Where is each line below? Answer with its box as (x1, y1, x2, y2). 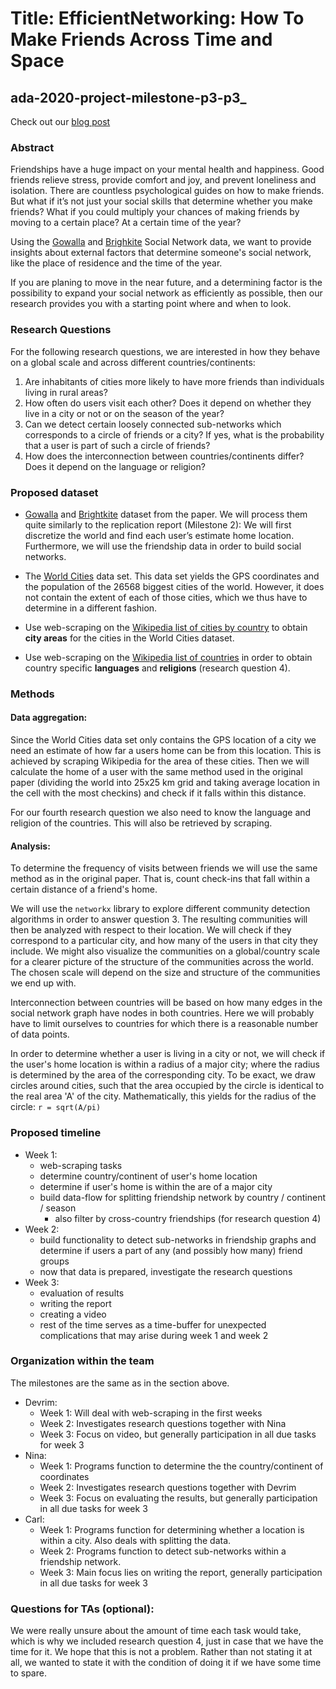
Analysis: (10, 840, 51, 852)
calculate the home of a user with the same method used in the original (10, 766, 303, 778)
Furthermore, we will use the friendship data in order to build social (24, 540, 302, 552)
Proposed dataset (10, 485, 99, 499)
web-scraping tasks (39, 1159, 123, 1171)
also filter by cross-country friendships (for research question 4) (54, 1212, 322, 1224)
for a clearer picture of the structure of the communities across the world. (10, 956, 314, 968)
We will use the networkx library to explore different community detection (10, 903, 311, 915)
